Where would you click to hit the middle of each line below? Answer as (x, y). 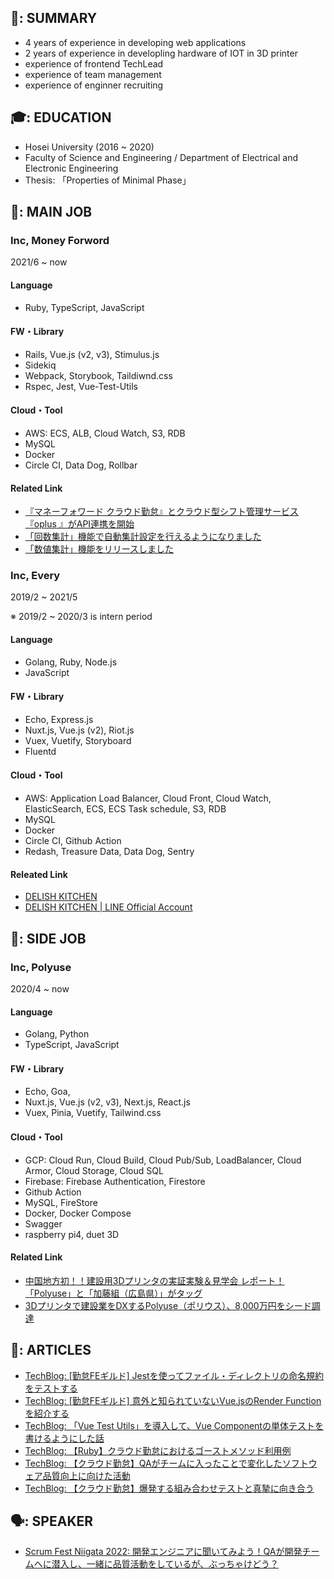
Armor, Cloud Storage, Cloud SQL (94, 1170)
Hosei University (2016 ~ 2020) (89, 147)
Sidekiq (40, 365)
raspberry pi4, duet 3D (72, 1234)
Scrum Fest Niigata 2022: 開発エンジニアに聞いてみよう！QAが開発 (163, 1552)
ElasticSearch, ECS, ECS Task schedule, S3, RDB (125, 809)
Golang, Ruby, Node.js (71, 662)
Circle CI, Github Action (73, 841)
